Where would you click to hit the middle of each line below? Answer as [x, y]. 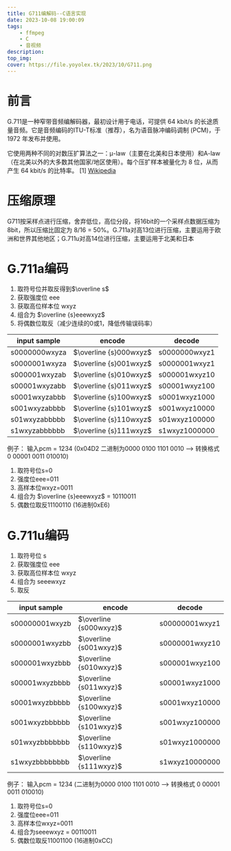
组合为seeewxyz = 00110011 [57, 832]
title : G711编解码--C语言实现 [47, 13]
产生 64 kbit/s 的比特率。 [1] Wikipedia [62, 170]
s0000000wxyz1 [187, 353]
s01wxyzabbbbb [38, 419]
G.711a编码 [38, 269]
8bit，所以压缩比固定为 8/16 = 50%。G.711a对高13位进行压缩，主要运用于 [111, 230]
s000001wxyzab [38, 375]
